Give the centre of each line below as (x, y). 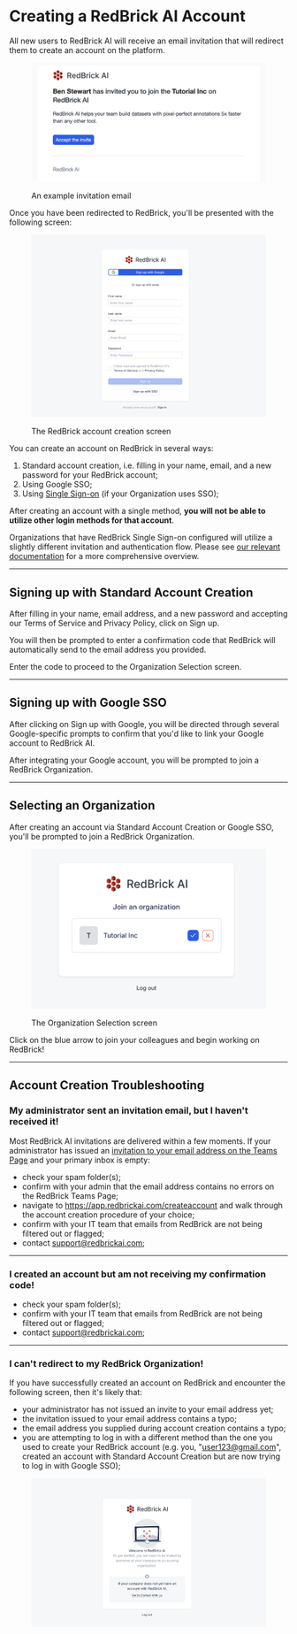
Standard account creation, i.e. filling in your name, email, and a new (147, 465)
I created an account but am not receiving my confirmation (138, 1274)
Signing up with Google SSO (88, 703)
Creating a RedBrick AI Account (127, 16)
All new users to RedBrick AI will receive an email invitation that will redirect (147, 41)
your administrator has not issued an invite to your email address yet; (148, 1409)
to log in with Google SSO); (71, 1466)
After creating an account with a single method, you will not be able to (137, 511)
